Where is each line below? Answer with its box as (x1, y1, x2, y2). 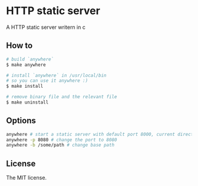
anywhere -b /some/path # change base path (6, 142, 115, 148)
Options (6, 116, 37, 126)
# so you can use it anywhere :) (6, 78, 88, 84)
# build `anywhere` (6, 56, 54, 62)
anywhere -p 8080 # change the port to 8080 (6, 137, 117, 142)
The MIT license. (6, 174, 47, 181)
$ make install (6, 84, 44, 89)
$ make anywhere (6, 62, 46, 68)
